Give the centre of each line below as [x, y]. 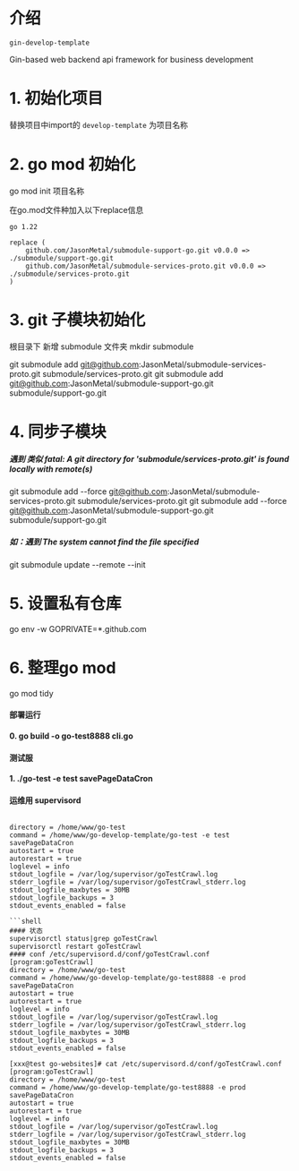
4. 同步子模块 [58, 432]
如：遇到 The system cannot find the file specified [104, 542]
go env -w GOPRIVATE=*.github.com [78, 628]
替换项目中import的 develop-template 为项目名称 [99, 124]
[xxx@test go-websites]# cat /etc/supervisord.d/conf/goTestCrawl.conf [145, 1064]
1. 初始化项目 [56, 98]
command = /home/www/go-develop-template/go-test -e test [120, 835]
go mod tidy [31, 693]
